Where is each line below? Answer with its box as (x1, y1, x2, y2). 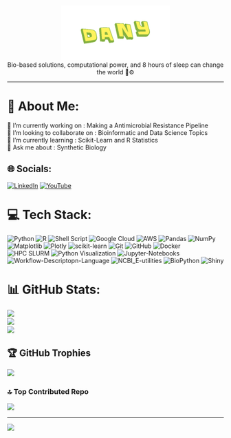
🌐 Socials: (7, 163, 52, 175)
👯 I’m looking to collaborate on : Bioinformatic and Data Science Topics (7, 128, 208, 136)
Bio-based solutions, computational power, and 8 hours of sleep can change (7, 61, 224, 69)
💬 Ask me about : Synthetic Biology (7, 143, 107, 152)
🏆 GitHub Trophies (7, 347, 91, 359)
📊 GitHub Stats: (7, 282, 101, 298)
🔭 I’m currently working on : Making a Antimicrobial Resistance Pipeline (7, 121, 208, 129)
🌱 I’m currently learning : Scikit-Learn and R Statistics (7, 136, 158, 144)
